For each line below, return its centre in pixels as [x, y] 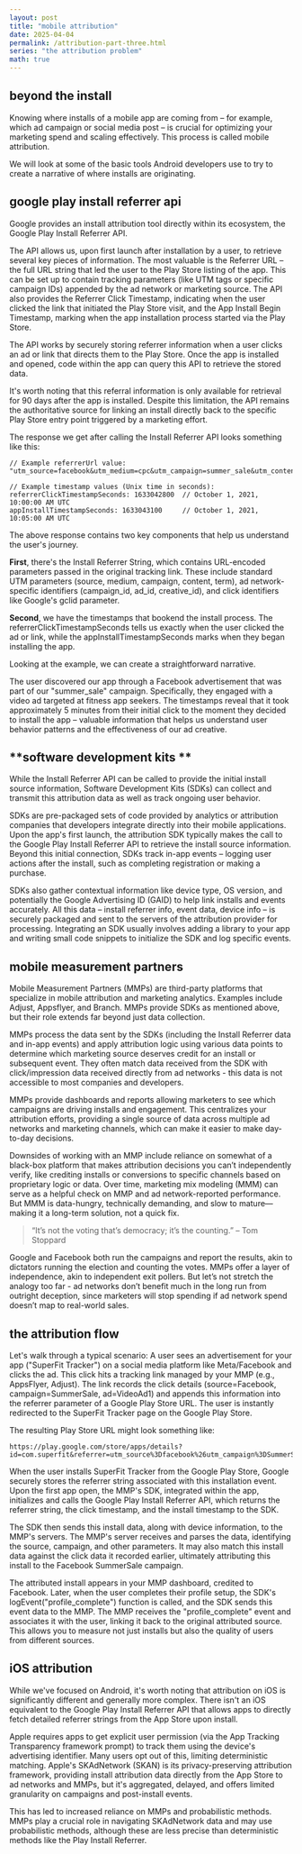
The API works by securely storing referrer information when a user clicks [146, 344]
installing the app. [42, 646]
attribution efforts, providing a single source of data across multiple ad [140, 1119]
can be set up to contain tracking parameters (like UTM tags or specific [142, 279]
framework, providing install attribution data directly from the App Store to [146, 1775]
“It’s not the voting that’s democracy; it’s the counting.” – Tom [145, 1231]
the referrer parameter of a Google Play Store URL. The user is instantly [142, 1404]
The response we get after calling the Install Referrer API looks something [146, 437]
